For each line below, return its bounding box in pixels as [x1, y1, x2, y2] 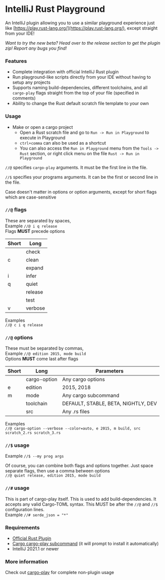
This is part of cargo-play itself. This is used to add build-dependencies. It [5, 496, 157, 502]
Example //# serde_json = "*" [5, 512, 68, 518]
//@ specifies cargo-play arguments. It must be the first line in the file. [5, 164, 148, 170]
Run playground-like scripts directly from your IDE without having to [12, 74, 151, 80]
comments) [12, 95, 36, 101]
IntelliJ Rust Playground [5, 3, 106, 15]
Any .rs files [62, 408, 90, 415]
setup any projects [12, 79, 51, 85]
